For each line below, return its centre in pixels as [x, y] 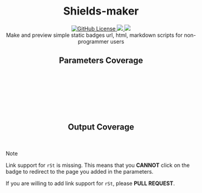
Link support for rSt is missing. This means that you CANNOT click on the [98, 165]
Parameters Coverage [101, 61]
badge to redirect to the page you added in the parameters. [80, 171]
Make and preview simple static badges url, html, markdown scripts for [94, 35]
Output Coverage [101, 127]
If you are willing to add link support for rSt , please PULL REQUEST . [90, 183]
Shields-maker [101, 11]
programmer [93, 41]
